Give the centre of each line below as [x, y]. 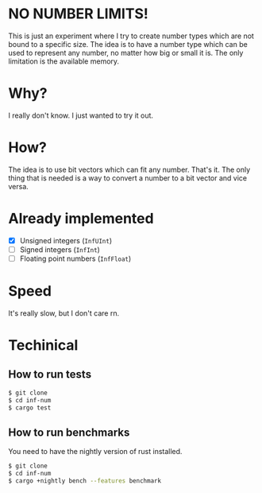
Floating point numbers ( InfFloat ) [75, 258]
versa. [19, 186]
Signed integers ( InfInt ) [60, 249]
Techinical [43, 345]
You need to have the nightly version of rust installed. [95, 452]
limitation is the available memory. [64, 61]
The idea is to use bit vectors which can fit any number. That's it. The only [129, 169]
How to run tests [50, 375]
